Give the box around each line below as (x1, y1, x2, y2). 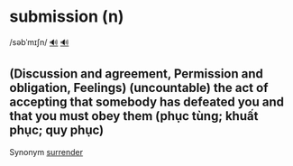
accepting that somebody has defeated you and (9, 95, 284, 110)
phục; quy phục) (9, 123, 105, 138)
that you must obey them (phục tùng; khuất (9, 108, 259, 124)
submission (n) (9, 6, 124, 27)
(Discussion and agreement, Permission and (9, 66, 264, 82)
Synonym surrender (9, 146, 84, 157)
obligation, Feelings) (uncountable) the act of (9, 80, 269, 96)
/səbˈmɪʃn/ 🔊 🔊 (9, 36, 69, 47)
